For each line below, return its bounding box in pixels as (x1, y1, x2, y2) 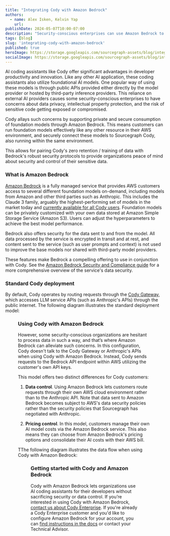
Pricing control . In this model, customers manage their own (25, 421, 150, 427)
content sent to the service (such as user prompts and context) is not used (5, 241, 161, 247)
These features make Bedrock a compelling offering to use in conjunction (5, 256, 158, 262)
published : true (5, 45, 39, 50)
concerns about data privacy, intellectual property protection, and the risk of (5, 101, 164, 107)
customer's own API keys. (18, 364, 72, 370)
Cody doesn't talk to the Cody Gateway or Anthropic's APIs (18, 348, 142, 354)
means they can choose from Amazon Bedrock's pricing (25, 431, 143, 437)
